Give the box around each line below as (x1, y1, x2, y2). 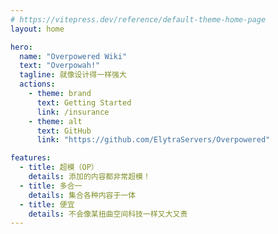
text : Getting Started (36, 97, 132, 108)
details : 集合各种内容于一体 (28, 190, 137, 200)
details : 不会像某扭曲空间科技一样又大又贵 (28, 209, 188, 219)
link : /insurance (36, 107, 110, 117)
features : (10, 153, 52, 163)
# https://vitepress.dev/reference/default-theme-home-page (10, 14, 267, 25)
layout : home (10, 24, 65, 34)
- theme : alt (28, 116, 83, 126)
